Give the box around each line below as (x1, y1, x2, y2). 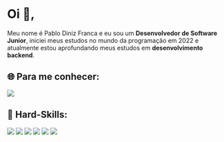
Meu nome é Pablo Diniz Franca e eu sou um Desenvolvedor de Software (7, 29, 218, 37)
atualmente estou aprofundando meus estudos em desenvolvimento (7, 43, 203, 52)
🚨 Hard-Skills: (7, 109, 68, 121)
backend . (7, 51, 35, 59)
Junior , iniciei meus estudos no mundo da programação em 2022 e (7, 36, 199, 44)
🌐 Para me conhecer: (7, 71, 100, 83)
